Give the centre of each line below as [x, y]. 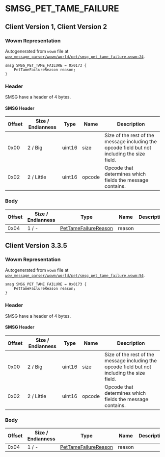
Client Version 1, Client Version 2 [56, 27]
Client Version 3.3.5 [36, 246]
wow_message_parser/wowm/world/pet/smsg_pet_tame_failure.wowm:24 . [75, 56]
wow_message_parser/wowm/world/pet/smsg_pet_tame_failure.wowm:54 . [75, 276]
